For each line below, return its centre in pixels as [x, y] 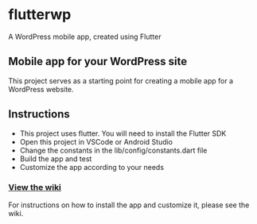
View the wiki [35, 187]
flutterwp [40, 15]
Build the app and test [56, 158]
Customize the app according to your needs [92, 167]
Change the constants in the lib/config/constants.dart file [113, 150]
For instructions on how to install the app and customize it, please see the [129, 205]
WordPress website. [41, 89]
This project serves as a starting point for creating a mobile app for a [121, 80]
